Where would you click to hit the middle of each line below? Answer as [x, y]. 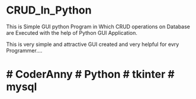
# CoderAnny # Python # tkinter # [90, 75]
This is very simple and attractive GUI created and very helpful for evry [93, 44]
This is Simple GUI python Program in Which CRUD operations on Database [98, 27]
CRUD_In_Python [49, 10]
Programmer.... [24, 50]
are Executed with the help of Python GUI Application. [72, 32]
